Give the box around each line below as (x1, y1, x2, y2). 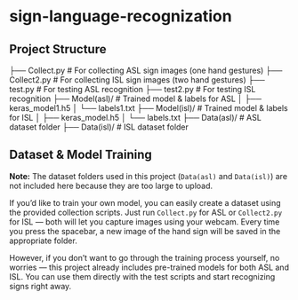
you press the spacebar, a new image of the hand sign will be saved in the (9, 225, 281, 236)
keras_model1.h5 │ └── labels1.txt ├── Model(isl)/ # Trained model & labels (9, 103, 289, 113)
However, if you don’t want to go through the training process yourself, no (9, 252, 280, 263)
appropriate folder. (9, 235, 77, 246)
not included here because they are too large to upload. (9, 180, 213, 191)
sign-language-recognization (9, 6, 233, 27)
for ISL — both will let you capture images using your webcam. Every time (9, 216, 280, 227)
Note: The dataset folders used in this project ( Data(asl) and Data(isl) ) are (9, 170, 287, 181)
